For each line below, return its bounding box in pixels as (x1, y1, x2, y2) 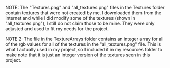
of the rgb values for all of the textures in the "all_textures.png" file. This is (5, 41, 161, 47)
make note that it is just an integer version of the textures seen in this (5, 52, 150, 58)
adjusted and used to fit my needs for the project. (5, 26, 109, 32)
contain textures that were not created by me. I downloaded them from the (5, 10, 162, 16)
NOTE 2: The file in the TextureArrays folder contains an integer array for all (5, 36, 164, 42)
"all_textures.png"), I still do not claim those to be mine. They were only (5, 20, 155, 26)
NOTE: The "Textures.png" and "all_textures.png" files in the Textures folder (5, 5, 165, 10)
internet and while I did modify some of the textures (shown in (5, 15, 136, 21)
